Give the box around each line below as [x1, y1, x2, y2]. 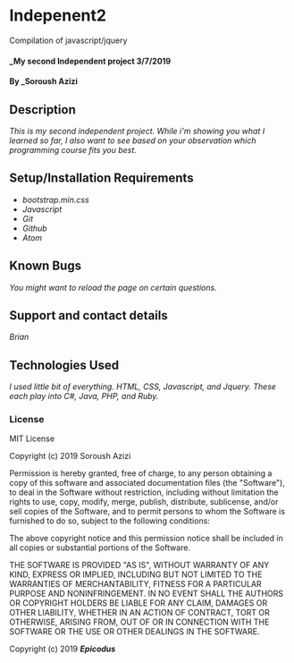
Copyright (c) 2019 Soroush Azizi [9, 451, 131, 462]
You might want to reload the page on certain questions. [9, 282, 217, 293]
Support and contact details [9, 308, 168, 323]
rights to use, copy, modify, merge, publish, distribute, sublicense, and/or [9, 497, 279, 507]
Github [21, 223, 47, 234]
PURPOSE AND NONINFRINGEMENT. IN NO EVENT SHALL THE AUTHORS [9, 588, 284, 599]
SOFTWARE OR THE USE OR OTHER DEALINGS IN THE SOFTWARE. [9, 626, 260, 637]
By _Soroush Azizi [9, 76, 79, 87]
